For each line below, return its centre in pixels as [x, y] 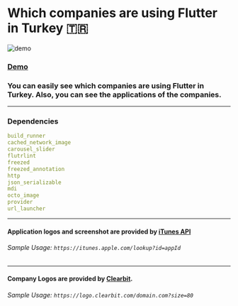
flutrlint [22, 156]
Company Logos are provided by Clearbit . [70, 279]
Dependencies [33, 121]
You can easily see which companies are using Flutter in [106, 85]
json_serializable [34, 182]
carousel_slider [31, 149]
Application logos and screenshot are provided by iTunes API [99, 231]
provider [20, 202]
